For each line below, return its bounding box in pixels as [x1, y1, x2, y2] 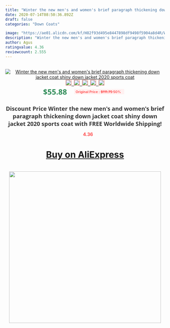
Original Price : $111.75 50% [75, 89, 121, 94]
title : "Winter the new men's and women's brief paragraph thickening [5, 7, 157, 13]
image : [5, 31, 19, 36]
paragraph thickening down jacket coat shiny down [12, 112, 158, 120]
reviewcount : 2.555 [5, 49, 47, 55]
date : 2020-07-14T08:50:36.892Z [5, 12, 73, 17]
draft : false [5, 17, 33, 22]
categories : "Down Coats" [5, 21, 60, 27]
